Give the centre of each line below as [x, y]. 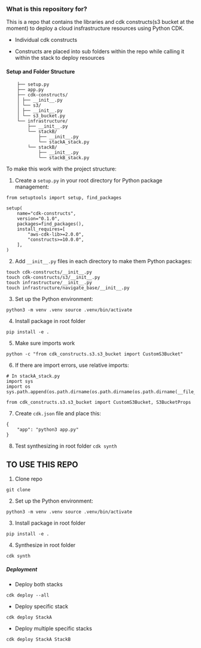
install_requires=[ [41, 229]
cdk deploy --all [28, 595]
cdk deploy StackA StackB [38, 640]
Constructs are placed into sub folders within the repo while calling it [99, 51]
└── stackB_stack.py [64, 157]
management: [32, 187]
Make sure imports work [45, 343]
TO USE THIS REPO [42, 465]
